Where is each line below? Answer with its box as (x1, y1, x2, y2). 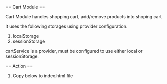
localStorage (12, 33, 39, 39)
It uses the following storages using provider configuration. (5, 23, 128, 29)
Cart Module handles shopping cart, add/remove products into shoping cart (5, 14, 162, 19)
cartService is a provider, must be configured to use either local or (5, 48, 143, 54)
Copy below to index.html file (12, 73, 73, 79)
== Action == (5, 63, 33, 69)
